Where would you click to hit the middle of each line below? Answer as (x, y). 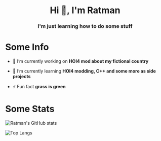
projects (22, 77)
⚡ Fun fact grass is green (39, 87)
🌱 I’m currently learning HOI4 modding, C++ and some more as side (84, 71)
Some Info (27, 47)
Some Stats (30, 109)
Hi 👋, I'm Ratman (85, 10)
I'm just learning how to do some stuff (85, 26)
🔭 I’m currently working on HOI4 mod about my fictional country (80, 61)
